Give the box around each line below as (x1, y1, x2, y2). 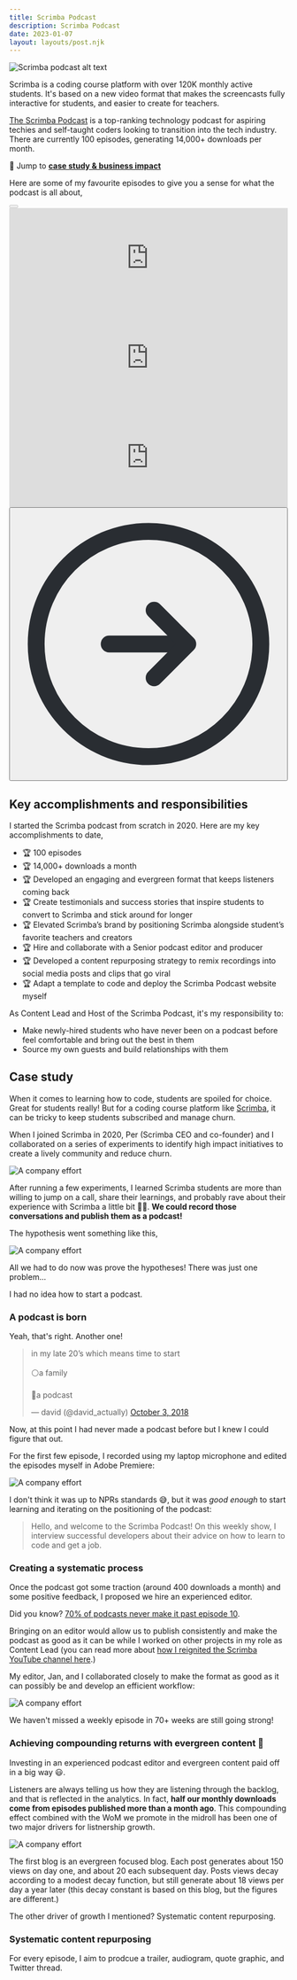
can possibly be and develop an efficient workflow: (9, 1680, 195, 1691)
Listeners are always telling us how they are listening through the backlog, (9, 1783, 279, 1795)
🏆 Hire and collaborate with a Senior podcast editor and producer (21, 942, 263, 953)
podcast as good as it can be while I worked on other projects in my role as (9, 1635, 283, 1646)
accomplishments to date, (9, 830, 103, 840)
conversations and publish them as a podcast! (9, 1211, 183, 1221)
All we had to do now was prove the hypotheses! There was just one (9, 1262, 258, 1273)
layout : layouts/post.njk (9, 37, 104, 47)
